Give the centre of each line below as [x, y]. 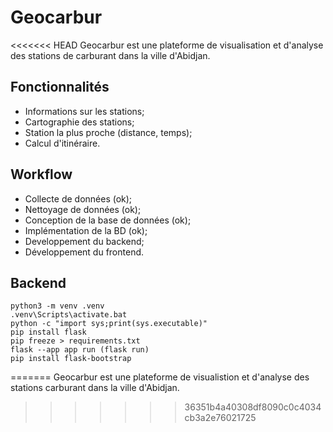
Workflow [41, 174]
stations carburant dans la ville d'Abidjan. [95, 388]
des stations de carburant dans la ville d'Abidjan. [110, 55]
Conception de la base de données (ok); [108, 220]
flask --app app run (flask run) [80, 350]
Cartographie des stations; [79, 122]
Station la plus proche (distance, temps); [108, 132]
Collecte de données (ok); [78, 198]
